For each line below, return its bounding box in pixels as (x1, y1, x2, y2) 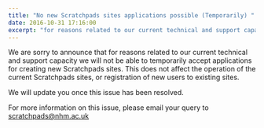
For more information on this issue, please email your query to (8, 103, 210, 112)
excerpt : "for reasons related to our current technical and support (8, 26, 241, 34)
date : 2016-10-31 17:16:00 (8, 19, 97, 27)
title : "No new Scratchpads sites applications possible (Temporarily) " (8, 11, 255, 20)
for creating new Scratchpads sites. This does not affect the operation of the (8, 64, 256, 74)
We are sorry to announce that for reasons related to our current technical (8, 48, 248, 57)
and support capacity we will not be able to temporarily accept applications (8, 56, 252, 65)
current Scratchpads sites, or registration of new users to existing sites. (8, 72, 240, 82)
